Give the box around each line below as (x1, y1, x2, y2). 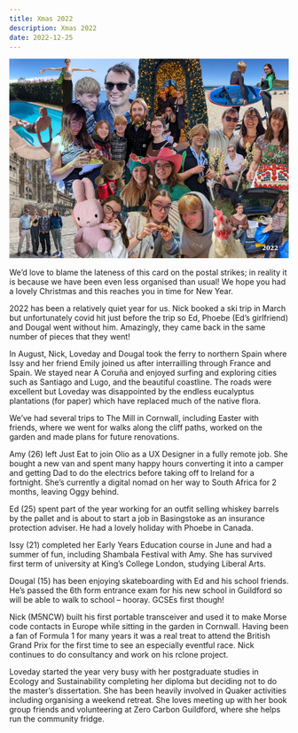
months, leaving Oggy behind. (9, 487, 120, 497)
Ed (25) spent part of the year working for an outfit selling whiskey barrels (9, 503, 279, 514)
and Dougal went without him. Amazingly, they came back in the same (9, 322, 266, 332)
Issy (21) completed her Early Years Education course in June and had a (9, 540, 272, 550)
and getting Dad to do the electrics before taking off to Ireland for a (9, 468, 255, 479)
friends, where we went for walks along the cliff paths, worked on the (9, 422, 263, 433)
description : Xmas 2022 (9, 23, 98, 33)
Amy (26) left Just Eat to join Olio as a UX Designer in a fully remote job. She (9, 448, 288, 460)
